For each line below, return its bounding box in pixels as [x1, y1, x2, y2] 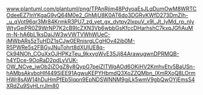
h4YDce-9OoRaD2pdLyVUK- [6, 57, 79, 64]
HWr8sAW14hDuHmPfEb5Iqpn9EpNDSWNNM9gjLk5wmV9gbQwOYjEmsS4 [6, 76, 195, 83]
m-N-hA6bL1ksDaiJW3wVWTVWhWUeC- [6, 31, 111, 38]
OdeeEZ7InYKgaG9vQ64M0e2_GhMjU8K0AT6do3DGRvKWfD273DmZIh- [6, 11, 188, 19]
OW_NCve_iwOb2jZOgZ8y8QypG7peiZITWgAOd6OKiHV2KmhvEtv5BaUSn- [6, 63, 196, 70]
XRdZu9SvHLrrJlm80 [6, 82, 59, 90]
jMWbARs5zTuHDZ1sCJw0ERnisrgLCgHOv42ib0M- [6, 38, 135, 44]
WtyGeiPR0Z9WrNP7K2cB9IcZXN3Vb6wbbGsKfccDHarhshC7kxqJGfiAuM [6, 24, 193, 31]
